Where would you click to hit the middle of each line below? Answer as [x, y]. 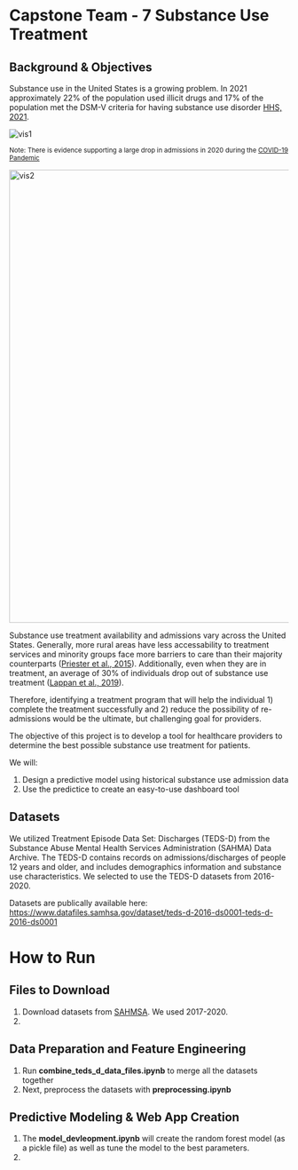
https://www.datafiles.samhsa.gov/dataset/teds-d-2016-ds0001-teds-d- [141, 912]
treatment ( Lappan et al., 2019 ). [67, 682]
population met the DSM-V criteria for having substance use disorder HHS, [145, 107]
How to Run [52, 958]
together [38, 1079]
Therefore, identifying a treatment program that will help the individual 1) [141, 700]
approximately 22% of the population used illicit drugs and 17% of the [137, 98]
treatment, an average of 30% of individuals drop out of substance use [139, 673]
